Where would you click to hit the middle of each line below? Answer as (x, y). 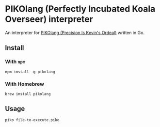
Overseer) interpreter (49, 19)
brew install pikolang (28, 94)
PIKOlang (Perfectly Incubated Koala (80, 9)
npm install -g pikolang (30, 72)
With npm (15, 62)
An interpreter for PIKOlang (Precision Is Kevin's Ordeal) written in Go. (75, 32)
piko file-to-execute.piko (32, 120)
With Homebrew (25, 84)
